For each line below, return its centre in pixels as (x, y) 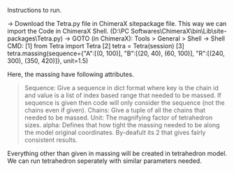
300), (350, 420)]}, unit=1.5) (48, 61)
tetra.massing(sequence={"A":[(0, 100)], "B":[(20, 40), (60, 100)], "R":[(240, (116, 53)
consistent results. (51, 140)
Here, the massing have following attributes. (71, 74)
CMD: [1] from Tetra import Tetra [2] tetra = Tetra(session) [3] (96, 46)
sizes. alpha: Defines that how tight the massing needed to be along (122, 125)
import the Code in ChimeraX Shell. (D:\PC (68, 31)
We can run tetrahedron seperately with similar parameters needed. (105, 161)
